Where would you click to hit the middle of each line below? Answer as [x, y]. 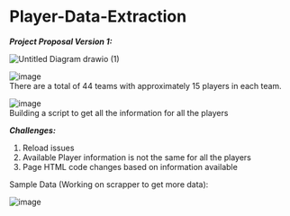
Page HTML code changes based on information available [130, 166]
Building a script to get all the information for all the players [119, 112]
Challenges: [33, 130]
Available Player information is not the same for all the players [137, 157]
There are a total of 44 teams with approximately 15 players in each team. [145, 85]
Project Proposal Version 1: [61, 41]
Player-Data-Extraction [98, 17]
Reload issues [48, 148]
